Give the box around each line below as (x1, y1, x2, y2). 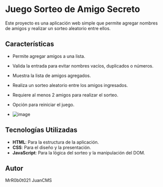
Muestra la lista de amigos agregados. (12, 72, 91, 78)
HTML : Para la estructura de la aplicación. (12, 139, 99, 145)
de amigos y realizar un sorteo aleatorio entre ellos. (5, 25, 111, 31)
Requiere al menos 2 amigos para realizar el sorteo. (12, 91, 119, 98)
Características (5, 40, 54, 48)
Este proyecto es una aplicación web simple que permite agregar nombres (5, 20, 158, 26)
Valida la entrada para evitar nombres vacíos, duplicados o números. (12, 62, 154, 68)
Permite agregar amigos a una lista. (12, 53, 86, 59)
